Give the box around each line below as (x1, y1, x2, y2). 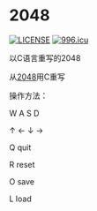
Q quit (9, 142, 32, 153)
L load (9, 193, 33, 204)
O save (9, 176, 35, 186)
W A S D (9, 108, 40, 118)
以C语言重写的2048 (9, 52, 81, 63)
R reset (9, 159, 35, 170)
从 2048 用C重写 (9, 72, 66, 82)
